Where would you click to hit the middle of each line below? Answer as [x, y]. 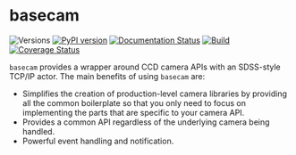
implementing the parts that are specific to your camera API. [133, 112]
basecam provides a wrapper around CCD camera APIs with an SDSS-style [145, 67]
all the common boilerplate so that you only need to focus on [134, 102]
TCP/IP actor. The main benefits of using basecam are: [107, 76]
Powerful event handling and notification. [98, 141]
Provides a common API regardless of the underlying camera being [146, 122]
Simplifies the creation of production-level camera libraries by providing [155, 94]
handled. [38, 131]
